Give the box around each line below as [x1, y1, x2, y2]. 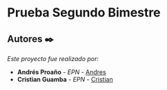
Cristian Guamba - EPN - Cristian [17, 76, 113, 83]
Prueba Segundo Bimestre [7, 5, 161, 21]
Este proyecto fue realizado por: [7, 55, 99, 63]
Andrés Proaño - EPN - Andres [17, 68, 106, 76]
